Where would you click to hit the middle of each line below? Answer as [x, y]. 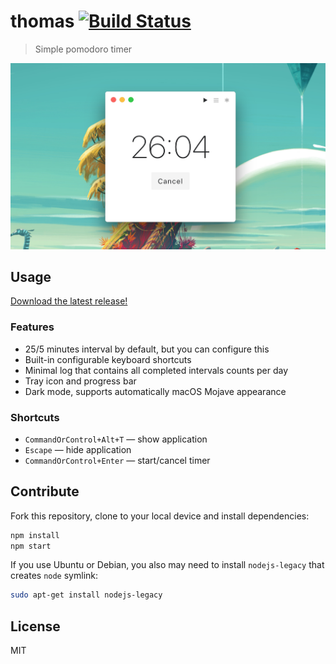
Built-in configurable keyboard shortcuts [108, 359]
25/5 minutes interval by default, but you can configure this [147, 349]
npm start [31, 546]
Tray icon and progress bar [80, 381]
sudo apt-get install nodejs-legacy [86, 595]
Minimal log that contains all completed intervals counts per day [156, 370]
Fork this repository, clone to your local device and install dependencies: [160, 516]
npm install [35, 535]
